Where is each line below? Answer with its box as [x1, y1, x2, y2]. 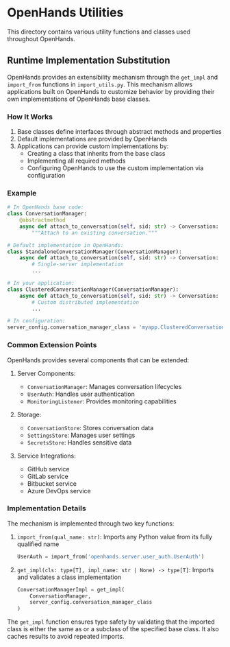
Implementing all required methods [27, 156, 126, 165]
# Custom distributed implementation [31, 298, 139, 306]
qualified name [16, 540, 60, 548]
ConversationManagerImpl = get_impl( [16, 586, 125, 593]
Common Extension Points [7, 340, 97, 350]
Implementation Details [7, 504, 87, 513]
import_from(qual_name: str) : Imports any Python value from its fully [16, 532, 213, 541]
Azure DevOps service [27, 486, 91, 495]
